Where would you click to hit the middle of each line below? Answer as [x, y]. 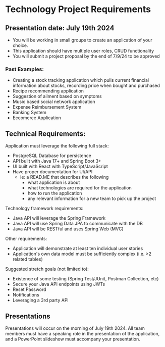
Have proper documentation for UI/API [52, 172]
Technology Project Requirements [78, 9]
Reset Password [29, 289]
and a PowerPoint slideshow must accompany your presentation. [73, 339]
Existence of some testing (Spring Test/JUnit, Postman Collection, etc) [86, 279]
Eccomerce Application [37, 118]
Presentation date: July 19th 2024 [60, 28]
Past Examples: [24, 69]
